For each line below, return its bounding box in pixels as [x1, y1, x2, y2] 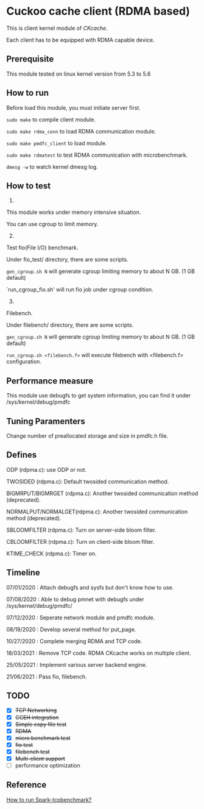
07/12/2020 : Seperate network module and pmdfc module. [6, 614, 155, 621]
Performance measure [6, 376, 94, 386]
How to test [6, 180, 51, 191]
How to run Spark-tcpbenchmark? [6, 796, 92, 803]
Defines [6, 450, 37, 460]
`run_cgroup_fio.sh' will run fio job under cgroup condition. [6, 286, 153, 293]
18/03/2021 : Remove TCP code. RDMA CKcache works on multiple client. [6, 649, 191, 657]
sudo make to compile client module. [6, 116, 96, 123]
